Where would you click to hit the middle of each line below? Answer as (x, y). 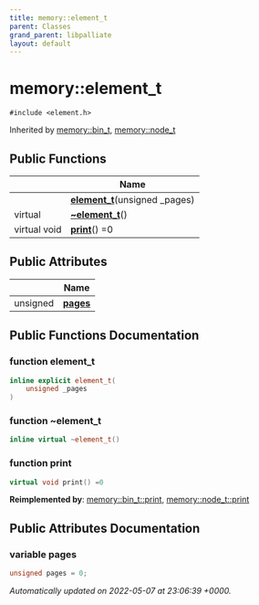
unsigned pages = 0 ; (49, 573)
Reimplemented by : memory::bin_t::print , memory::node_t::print (129, 500)
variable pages (43, 554)
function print (41, 463)
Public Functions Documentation (104, 336)
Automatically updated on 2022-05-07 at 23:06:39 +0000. (120, 591)
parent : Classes (40, 27)
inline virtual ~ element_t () (65, 440)
